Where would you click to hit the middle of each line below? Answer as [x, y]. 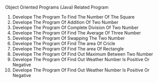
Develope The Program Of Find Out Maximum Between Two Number [83, 54]
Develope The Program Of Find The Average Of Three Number [77, 33]
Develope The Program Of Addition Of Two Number [65, 22]
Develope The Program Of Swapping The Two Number [69, 38]
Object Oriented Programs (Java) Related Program [57, 7]
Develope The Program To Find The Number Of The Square [74, 17]
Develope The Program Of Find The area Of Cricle [64, 43]
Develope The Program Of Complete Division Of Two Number [75, 27]
